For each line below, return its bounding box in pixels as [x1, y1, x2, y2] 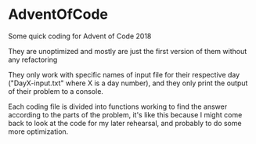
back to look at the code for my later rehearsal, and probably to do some [8, 118, 242, 128]
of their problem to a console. [8, 86, 104, 95]
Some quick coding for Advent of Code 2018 [8, 31, 152, 41]
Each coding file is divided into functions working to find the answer [8, 102, 228, 111]
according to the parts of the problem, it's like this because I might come [8, 110, 243, 119]
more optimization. [8, 127, 69, 136]
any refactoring [8, 55, 58, 64]
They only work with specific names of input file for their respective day [8, 70, 240, 79]
